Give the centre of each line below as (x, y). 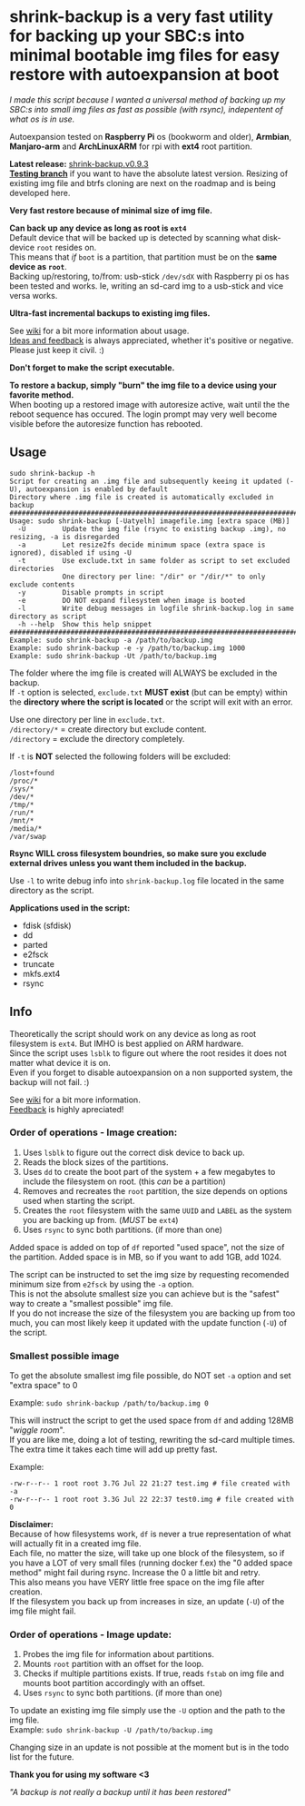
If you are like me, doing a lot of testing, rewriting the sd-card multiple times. (152, 1440)
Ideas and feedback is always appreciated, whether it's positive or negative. (152, 340)
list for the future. (42, 1757)
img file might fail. (43, 1611)
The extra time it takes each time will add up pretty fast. (113, 1449)
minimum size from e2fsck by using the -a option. (102, 1284)
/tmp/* (22, 804)
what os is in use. (42, 119)
